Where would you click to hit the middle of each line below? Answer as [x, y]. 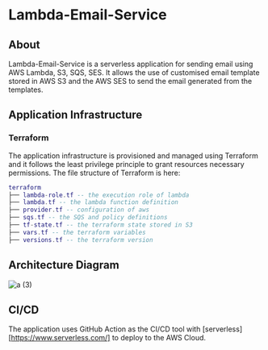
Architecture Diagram [64, 265]
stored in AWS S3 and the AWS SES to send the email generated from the [130, 81]
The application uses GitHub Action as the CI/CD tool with [105, 329]
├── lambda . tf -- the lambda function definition [94, 202]
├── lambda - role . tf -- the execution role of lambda [99, 195]
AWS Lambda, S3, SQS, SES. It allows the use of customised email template [134, 73]
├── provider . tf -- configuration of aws [79, 210]
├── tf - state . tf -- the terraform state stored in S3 [101, 225]
